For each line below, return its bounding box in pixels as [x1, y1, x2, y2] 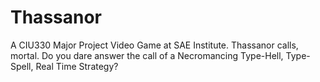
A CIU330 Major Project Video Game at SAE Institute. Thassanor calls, [10, 39, 299, 51]
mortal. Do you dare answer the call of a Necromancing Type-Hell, [10, 49, 284, 61]
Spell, [10, 60, 34, 72]
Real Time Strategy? [35, 60, 119, 72]
